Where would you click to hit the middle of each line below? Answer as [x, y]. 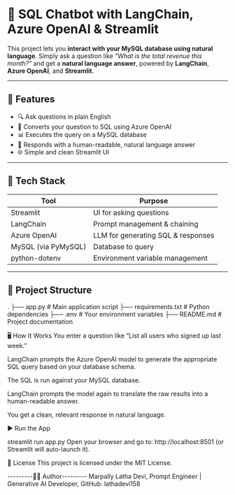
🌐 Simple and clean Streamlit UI [63, 152]
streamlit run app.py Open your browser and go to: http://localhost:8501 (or [116, 442]
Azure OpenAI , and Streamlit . [51, 71]
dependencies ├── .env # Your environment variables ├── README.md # [115, 315]
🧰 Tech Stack [36, 181]
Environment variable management [151, 258]
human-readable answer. [43, 401]
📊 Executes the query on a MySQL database [82, 134]
